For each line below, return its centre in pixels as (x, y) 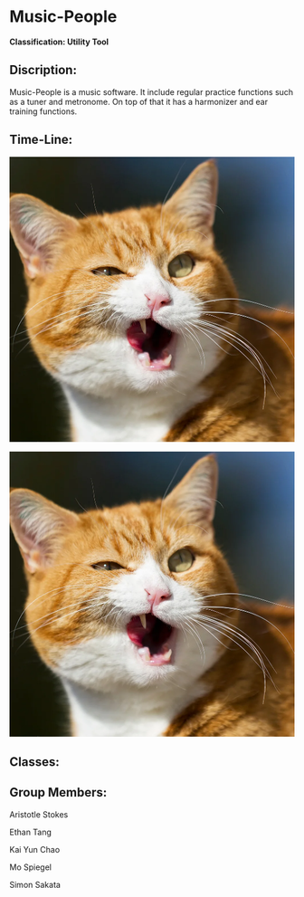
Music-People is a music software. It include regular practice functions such (152, 91)
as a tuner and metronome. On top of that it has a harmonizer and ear (139, 101)
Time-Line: (41, 140)
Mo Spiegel (31, 867)
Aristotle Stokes (39, 814)
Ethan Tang (31, 832)
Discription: (43, 70)
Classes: (35, 762)
